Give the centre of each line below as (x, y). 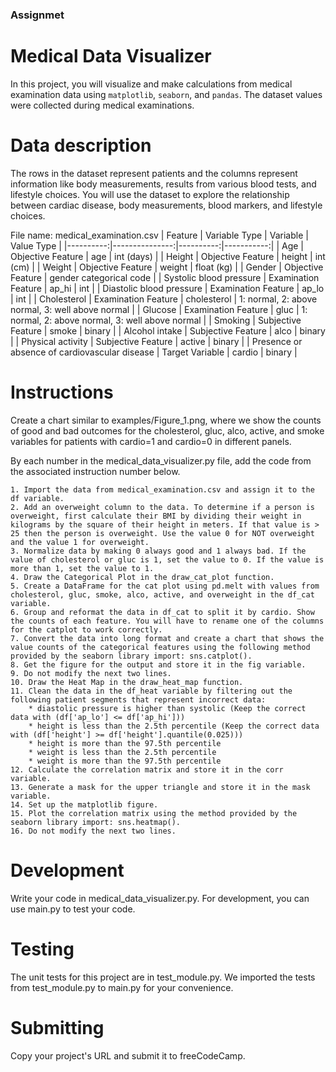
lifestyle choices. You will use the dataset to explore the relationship (150, 194)
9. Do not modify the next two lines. (91, 673)
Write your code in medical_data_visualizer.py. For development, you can (160, 898)
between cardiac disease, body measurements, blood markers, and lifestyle (166, 205)
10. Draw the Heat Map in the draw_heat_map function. (127, 682)
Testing (42, 949)
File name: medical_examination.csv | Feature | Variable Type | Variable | (159, 235)
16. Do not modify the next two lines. (93, 831)
